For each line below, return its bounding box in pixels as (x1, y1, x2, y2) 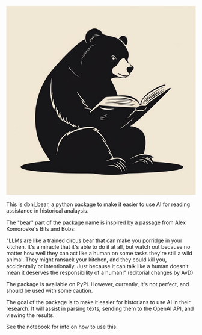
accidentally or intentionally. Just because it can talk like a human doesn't (6, 263, 189, 270)
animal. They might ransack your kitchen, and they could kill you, (6, 256, 167, 263)
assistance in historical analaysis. (6, 207, 89, 214)
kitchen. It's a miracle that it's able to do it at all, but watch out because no (6, 243, 191, 251)
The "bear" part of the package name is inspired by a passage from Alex (6, 219, 186, 226)
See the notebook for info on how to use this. (6, 323, 118, 331)
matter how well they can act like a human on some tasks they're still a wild (6, 250, 192, 257)
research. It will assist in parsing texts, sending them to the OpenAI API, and (6, 305, 194, 313)
